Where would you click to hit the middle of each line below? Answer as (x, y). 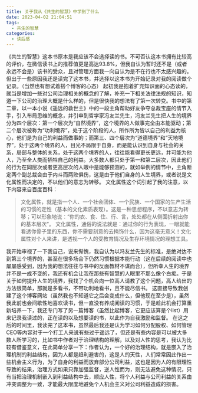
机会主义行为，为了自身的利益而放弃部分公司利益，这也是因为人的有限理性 (101, 362)
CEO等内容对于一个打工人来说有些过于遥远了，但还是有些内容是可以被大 (94, 332)
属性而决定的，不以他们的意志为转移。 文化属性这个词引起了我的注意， (97, 182)
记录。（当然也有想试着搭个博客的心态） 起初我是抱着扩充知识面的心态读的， (98, 86)
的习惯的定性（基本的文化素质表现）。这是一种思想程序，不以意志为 (102, 209)
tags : (13, 22)
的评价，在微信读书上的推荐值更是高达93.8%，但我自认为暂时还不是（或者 (97, 64)
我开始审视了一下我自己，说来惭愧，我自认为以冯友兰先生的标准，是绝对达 (96, 251)
